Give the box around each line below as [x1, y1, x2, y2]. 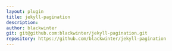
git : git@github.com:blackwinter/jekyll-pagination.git [6, 30, 148, 36]
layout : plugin [6, 8, 44, 15]
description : [6, 19, 39, 25]
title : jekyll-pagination [6, 14, 70, 20]
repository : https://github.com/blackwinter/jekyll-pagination [6, 36, 167, 42]
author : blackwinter [6, 25, 58, 31]
